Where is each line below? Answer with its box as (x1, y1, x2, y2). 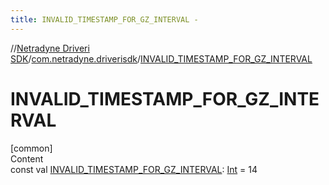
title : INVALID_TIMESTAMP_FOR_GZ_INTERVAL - (10, 14, 199, 25)
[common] (10, 142, 53, 154)
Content (10, 152, 44, 165)
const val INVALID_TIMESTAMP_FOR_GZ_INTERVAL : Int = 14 (10, 163, 258, 175)
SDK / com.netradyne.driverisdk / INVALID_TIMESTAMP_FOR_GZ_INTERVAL (10, 52, 313, 65)
